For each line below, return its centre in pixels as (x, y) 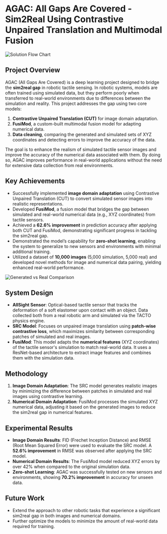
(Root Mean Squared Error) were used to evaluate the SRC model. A (82, 445)
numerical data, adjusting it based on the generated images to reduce (84, 407)
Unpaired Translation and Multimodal (84, 30)
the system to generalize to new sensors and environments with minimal (86, 246)
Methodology (27, 374)
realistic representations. (38, 203)
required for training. (33, 526)
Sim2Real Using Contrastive (64, 19)
